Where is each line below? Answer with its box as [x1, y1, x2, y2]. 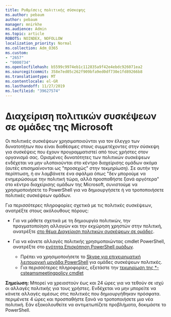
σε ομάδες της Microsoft [5, 121, 113, 133]
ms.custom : [5, 50, 29, 55]
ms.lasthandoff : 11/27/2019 [5, 83, 65, 88]
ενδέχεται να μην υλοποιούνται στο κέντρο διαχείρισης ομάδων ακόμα [5, 160, 157, 166]
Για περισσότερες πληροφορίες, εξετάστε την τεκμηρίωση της [20, 264, 154, 271]
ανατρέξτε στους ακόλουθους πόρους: [5, 208, 89, 214]
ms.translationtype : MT [5, 74, 56, 79]
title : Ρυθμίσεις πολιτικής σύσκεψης [5, 7, 86, 13]
